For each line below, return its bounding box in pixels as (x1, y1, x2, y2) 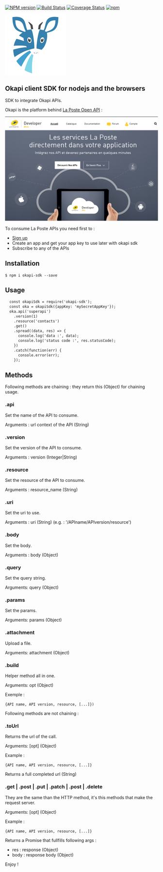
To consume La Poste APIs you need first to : (5, 225, 95, 231)
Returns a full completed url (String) (5, 771, 77, 777)
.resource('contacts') (14, 319, 60, 324)
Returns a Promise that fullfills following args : (5, 837, 97, 843)
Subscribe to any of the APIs (12, 245, 69, 251)
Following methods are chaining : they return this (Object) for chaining (5, 384, 146, 390)
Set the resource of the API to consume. (5, 478, 85, 483)
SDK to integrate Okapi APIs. (5, 97, 62, 103)
